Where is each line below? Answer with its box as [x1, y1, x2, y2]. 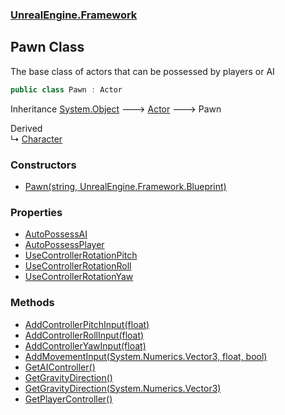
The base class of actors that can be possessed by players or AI [10, 65, 275, 77]
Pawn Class [10, 39, 85, 56]
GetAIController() [24, 361, 96, 373]
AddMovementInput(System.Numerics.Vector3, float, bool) [24, 350, 268, 362]
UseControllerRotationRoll [24, 260, 132, 272]
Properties [10, 205, 63, 219]
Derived [10, 122, 43, 134]
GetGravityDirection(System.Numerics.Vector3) [24, 382, 222, 394]
